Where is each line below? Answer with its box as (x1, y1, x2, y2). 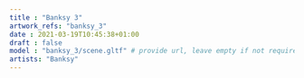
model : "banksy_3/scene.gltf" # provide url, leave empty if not (9, 47, 265, 56)
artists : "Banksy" (9, 55, 79, 64)
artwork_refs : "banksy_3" (9, 22, 107, 30)
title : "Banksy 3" (9, 13, 83, 22)
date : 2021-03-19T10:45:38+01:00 (9, 30, 140, 39)
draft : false (9, 38, 63, 48)
